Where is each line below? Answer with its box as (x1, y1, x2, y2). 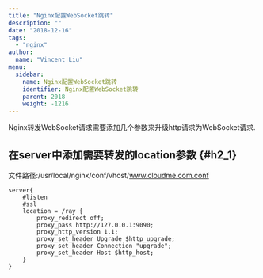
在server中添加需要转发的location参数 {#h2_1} (8, 148, 238, 162)
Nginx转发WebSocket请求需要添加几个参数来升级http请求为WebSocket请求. (8, 123, 256, 132)
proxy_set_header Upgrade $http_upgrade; (36, 234, 176, 242)
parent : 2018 (22, 93, 66, 101)
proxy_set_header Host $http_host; (36, 249, 154, 257)
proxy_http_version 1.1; (36, 227, 119, 236)
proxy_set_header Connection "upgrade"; (36, 242, 172, 249)
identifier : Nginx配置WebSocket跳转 (22, 85, 139, 93)
